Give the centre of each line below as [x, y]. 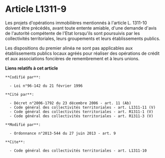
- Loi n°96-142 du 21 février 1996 [46, 86]
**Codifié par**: [23, 77]
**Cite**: [15, 142]
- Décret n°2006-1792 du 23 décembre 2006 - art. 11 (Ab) [71, 103]
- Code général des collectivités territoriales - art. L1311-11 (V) [82, 107]
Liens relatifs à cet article [32, 68]
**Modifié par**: [23, 124]
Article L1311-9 [36, 9]
